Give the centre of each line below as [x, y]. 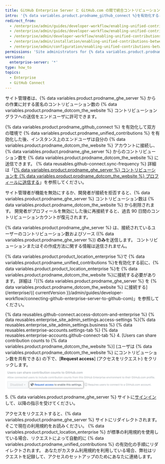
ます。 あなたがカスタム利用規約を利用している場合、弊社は [91, 450]
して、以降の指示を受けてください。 [41, 403]
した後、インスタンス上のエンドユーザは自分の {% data [69, 139]
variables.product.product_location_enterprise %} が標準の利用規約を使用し [82, 432]
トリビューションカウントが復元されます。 [48, 217]
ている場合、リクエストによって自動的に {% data [55, 438]
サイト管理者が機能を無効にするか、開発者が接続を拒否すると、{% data [78, 192]
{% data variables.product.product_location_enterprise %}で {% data [75, 256]
